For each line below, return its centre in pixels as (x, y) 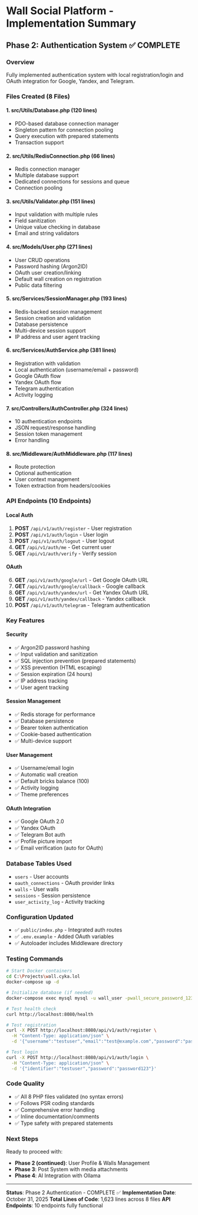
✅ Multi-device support (43, 741)
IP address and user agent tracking (57, 337)
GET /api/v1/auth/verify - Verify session (65, 553)
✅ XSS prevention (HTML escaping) (58, 667)
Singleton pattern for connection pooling (64, 130)
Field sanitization (35, 221)
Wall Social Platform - (60, 11)
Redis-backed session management (58, 312)
